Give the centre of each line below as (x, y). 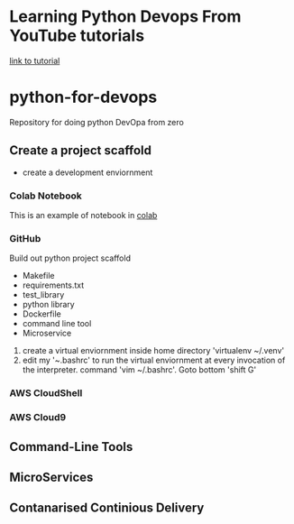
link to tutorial (35, 60)
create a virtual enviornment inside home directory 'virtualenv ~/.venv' (153, 351)
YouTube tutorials (77, 36)
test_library (43, 295)
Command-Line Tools (71, 447)
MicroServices (51, 477)
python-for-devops (83, 97)
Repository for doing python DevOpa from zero (97, 122)
